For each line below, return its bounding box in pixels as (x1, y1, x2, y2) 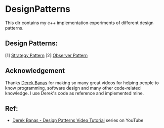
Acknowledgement (5, 66, 65, 75)
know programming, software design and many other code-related (5, 85, 141, 91)
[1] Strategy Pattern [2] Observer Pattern (5, 52, 88, 58)
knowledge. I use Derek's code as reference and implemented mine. (5, 90, 144, 96)
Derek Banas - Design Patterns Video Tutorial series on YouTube (12, 117, 144, 124)
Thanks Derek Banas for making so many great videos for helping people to (5, 80, 159, 86)
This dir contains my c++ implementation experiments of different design (5, 20, 154, 26)
